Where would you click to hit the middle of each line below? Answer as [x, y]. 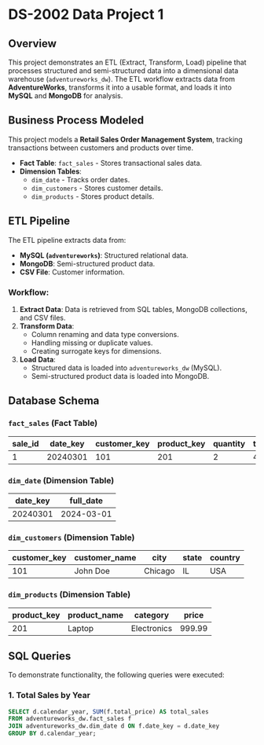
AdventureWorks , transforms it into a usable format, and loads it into [120, 87]
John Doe [92, 571]
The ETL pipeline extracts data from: [67, 240]
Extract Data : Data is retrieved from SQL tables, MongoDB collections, [133, 309]
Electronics [152, 628]
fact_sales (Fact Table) [53, 424]
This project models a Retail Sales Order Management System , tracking [126, 139]
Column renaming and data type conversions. [105, 334]
